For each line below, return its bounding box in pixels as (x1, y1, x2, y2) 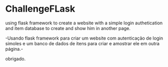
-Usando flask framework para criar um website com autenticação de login (5, 35, 163, 41)
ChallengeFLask (5, 3, 76, 15)
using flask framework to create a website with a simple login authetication (5, 20, 163, 26)
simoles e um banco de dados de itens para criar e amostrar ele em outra (5, 40, 160, 46)
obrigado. (5, 55, 26, 61)
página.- (5, 46, 23, 52)
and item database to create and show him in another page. (5, 25, 131, 31)
